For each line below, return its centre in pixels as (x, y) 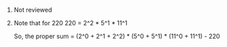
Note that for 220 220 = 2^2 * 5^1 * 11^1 (71, 23)
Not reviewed (33, 10)
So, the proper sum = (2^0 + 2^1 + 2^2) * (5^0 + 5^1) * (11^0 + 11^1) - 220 (117, 36)
